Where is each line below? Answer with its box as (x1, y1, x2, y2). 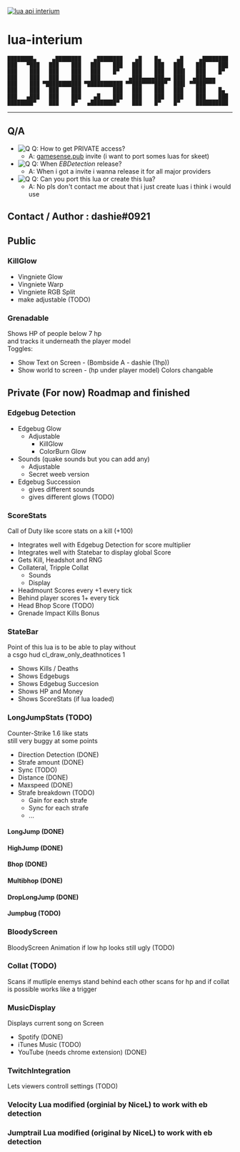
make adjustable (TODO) (17, 295, 91, 304)
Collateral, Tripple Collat (17, 563, 89, 572)
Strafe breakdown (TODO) (17, 788, 95, 797)
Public (7, 234, 36, 247)
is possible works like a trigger (7, 985, 98, 993)
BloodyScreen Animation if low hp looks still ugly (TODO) (7, 943, 175, 952)
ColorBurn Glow (39, 447, 86, 455)
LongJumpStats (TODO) (7, 712, 93, 723)
